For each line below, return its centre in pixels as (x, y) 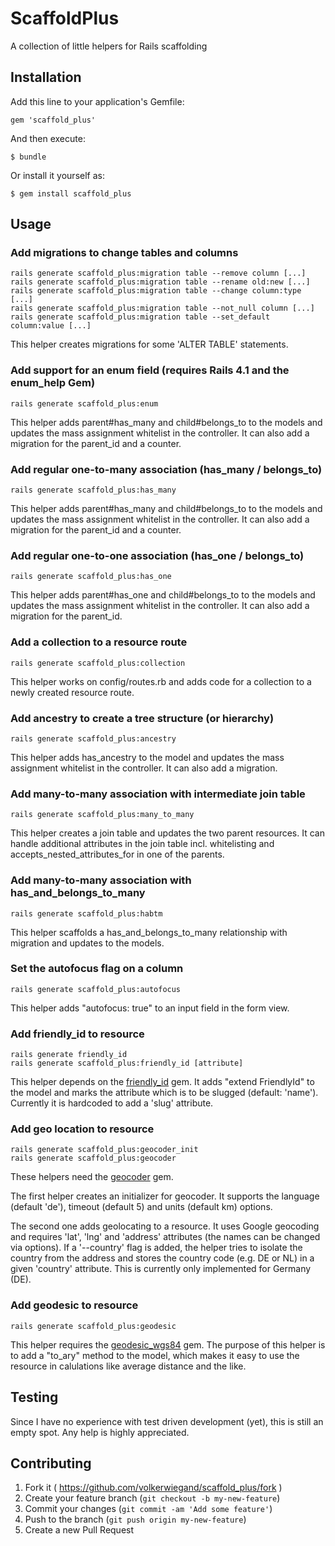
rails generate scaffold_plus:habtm (86, 913)
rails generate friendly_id (69, 1055)
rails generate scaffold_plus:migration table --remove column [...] (158, 273)
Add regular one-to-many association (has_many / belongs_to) (166, 469)
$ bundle (28, 157)
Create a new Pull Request (79, 1530)
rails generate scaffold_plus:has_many (93, 490)
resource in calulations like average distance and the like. (128, 1366)
